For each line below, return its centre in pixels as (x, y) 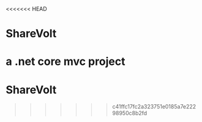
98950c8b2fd (130, 113)
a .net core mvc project (65, 62)
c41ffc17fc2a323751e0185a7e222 (154, 107)
